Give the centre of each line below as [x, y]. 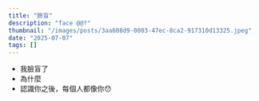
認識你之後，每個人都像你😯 [66, 89]
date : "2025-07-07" [41, 38]
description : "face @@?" [50, 23]
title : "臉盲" [31, 16]
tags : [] [23, 45]
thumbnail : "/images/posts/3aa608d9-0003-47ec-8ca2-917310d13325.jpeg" [130, 30]
